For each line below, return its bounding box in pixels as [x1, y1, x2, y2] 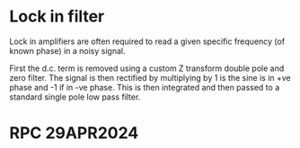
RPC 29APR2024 [9, 123, 139, 144]
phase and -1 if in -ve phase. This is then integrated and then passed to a [9, 82, 280, 92]
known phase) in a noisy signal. [9, 45, 126, 56]
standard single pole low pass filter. [9, 91, 141, 102]
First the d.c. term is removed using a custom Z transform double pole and [9, 63, 285, 74]
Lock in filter [9, 6, 105, 27]
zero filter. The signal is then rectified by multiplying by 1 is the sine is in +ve [9, 72, 291, 83]
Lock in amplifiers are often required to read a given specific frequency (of [9, 36, 286, 47]
